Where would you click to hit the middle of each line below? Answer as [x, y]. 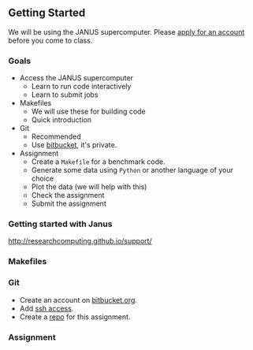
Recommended [56, 136]
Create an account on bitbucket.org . [78, 300]
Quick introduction [61, 120]
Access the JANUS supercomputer [76, 78]
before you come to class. [50, 40]
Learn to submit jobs [65, 95]
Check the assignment [68, 195]
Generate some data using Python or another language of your [132, 170]
